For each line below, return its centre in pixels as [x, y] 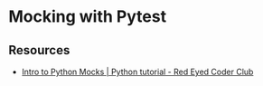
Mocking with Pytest [88, 17]
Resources [39, 50]
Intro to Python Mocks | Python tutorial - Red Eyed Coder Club [137, 72]
